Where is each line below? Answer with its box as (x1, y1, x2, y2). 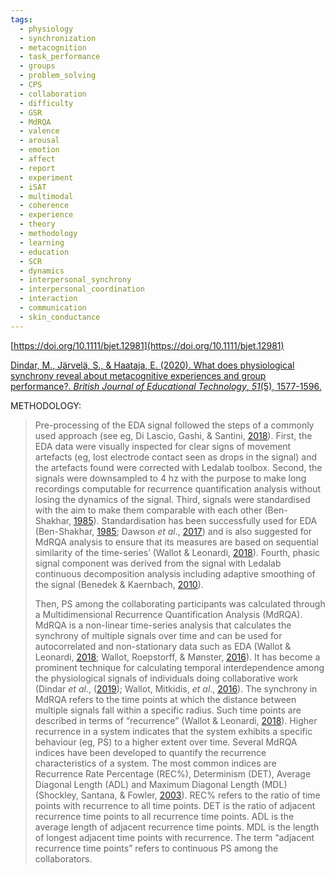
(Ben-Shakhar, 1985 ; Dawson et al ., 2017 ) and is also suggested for (34, 525, 313, 537)
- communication (19, 303, 87, 313)
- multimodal (19, 191, 74, 201)
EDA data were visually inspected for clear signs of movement (34, 440, 292, 452)
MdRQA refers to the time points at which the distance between (34, 693, 297, 705)
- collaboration (19, 89, 87, 99)
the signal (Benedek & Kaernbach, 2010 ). (34, 578, 204, 590)
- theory (19, 219, 56, 230)
